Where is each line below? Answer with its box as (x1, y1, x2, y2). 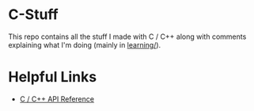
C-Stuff (8, 6, 59, 24)
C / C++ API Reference (19, 94, 95, 104)
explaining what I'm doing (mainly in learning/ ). (8, 40, 161, 49)
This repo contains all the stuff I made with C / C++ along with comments (8, 32, 247, 41)
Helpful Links (8, 68, 97, 86)
